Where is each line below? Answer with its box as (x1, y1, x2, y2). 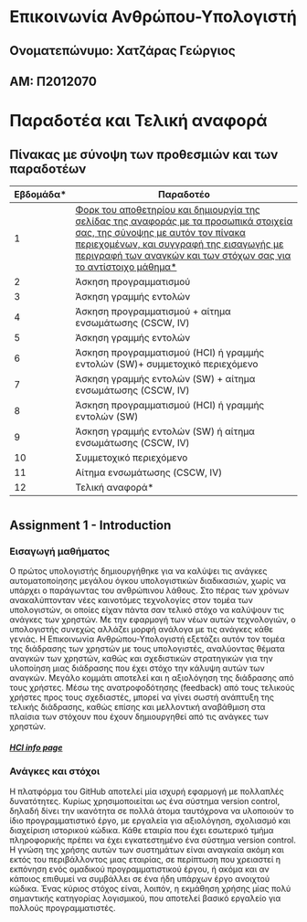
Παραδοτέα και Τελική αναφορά (9, 111, 268, 132)
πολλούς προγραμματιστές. (9, 902, 116, 913)
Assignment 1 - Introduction (9, 518, 172, 534)
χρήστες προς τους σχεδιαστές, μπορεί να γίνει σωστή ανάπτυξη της (9, 692, 274, 703)
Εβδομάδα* (14, 187, 67, 200)
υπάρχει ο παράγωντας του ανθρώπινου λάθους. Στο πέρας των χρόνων (9, 585, 290, 596)
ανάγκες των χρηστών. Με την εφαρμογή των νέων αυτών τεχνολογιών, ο (9, 614, 296, 625)
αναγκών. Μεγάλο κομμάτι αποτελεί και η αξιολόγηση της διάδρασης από (9, 673, 294, 684)
